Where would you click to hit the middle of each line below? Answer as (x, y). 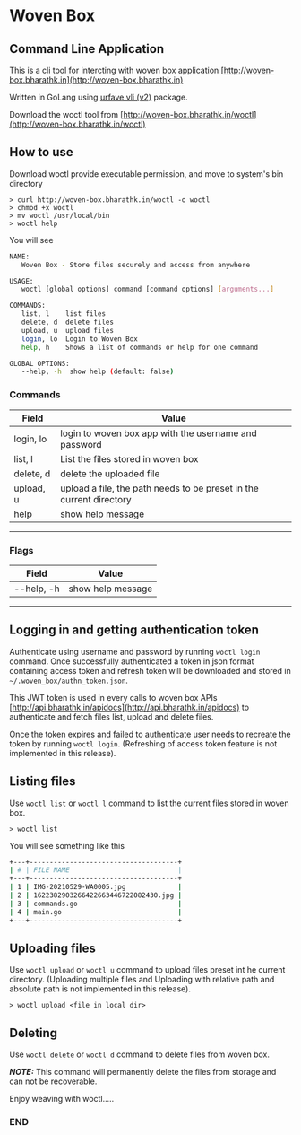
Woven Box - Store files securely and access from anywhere (136, 265)
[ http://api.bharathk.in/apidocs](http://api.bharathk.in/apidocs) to (129, 707)
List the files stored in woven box (129, 458)
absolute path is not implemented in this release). (100, 989)
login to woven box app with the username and (159, 433)
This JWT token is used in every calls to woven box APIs (113, 697)
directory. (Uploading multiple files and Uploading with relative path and (142, 980)
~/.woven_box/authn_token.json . (69, 680)
